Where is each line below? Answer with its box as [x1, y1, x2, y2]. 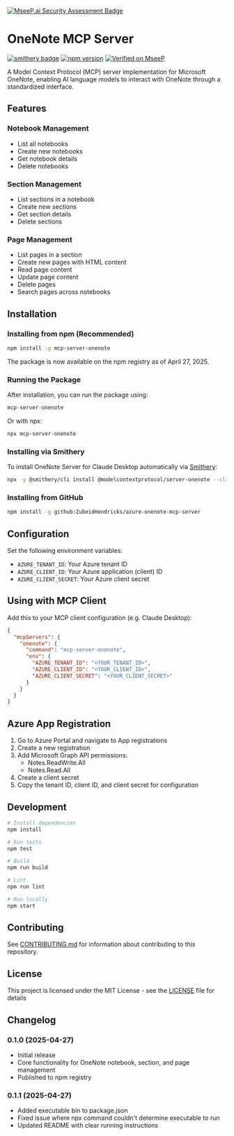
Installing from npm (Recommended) [7, 329, 134, 339]
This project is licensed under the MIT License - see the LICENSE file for [7, 987, 214, 995]
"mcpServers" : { [13, 633, 61, 640]
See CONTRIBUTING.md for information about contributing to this [7, 940, 196, 949]
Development [7, 801, 68, 813]
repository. [7, 947, 38, 956]
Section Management [7, 179, 81, 189]
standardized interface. [7, 82, 75, 91]
